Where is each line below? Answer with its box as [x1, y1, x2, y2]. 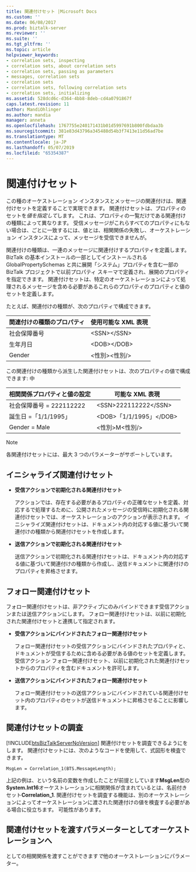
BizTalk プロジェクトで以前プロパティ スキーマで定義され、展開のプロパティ [6, 269, 190, 276]
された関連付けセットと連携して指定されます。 [6, 617, 119, 624]
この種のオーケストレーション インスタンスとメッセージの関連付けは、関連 [6, 197, 187, 205]
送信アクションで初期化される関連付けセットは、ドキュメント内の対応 [14, 553, 184, 560]
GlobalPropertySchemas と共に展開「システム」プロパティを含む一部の [6, 261, 179, 268]
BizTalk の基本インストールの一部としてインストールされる [6, 254, 147, 261]
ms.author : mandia [6, 112, 51, 118]
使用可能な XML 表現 [90, 318, 148, 327]
